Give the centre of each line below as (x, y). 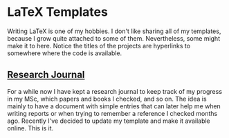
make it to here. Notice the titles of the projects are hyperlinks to (99, 46)
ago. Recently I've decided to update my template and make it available (109, 121)
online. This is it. (30, 128)
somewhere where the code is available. (65, 53)
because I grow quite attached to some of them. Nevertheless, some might (113, 38)
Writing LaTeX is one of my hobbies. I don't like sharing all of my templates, (114, 31)
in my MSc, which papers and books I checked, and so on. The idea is (107, 99)
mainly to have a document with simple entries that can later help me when (114, 106)
